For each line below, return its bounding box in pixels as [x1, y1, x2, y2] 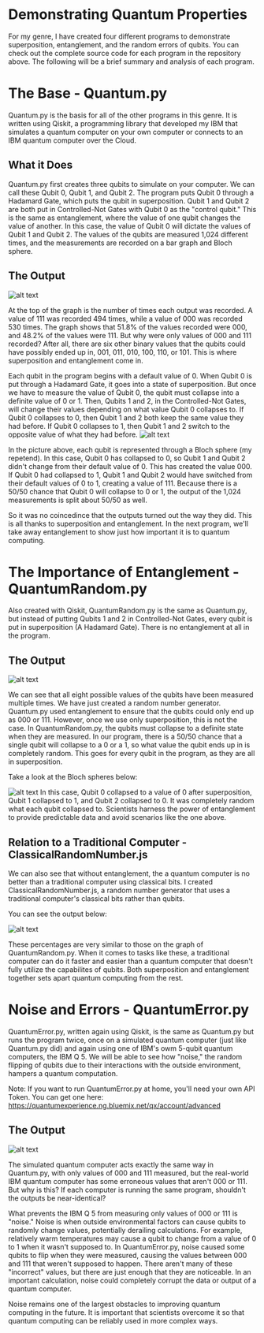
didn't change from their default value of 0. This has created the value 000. [8, 461, 252, 471]
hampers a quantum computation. [8, 1069, 118, 1078]
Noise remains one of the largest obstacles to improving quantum [8, 1299, 221, 1309]
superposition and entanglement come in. [8, 356, 143, 365]
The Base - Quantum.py [8, 84, 168, 102]
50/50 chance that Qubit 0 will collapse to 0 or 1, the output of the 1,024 [8, 486, 242, 496]
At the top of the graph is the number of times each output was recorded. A [8, 305, 254, 315]
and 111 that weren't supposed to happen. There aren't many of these [8, 1259, 232, 1268]
